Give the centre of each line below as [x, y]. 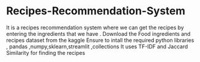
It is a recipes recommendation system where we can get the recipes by [95, 27]
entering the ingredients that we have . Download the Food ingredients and [98, 33]
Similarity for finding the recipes [46, 52]
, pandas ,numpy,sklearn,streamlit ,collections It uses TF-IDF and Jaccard [97, 46]
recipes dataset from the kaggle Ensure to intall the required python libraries [100, 40]
